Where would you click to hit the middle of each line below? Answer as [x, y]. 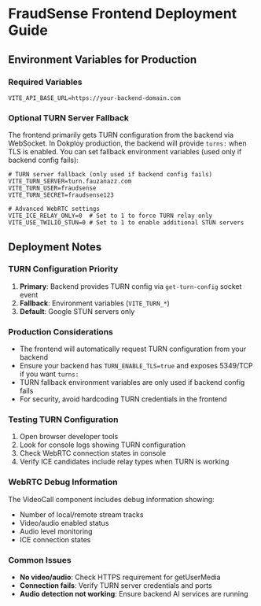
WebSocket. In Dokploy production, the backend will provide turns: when [127, 143]
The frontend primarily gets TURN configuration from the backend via [121, 135]
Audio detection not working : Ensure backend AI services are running [134, 594]
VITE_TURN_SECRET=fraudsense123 [61, 195]
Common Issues [40, 560]
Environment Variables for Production [103, 59]
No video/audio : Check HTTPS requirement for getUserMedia [120, 577]
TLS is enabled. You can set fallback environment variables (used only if [125, 152]
